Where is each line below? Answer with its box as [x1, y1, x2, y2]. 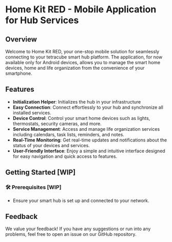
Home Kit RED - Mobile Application [5, 4, 157, 15]
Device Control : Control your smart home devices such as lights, [12, 115, 150, 121]
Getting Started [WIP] [5, 168, 76, 177]
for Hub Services [5, 14, 79, 26]
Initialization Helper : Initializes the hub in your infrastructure [12, 98, 141, 105]
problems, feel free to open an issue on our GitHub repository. [5, 231, 137, 237]
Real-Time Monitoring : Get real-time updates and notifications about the [12, 137, 167, 143]
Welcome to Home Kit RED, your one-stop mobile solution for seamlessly [5, 49, 160, 54]
